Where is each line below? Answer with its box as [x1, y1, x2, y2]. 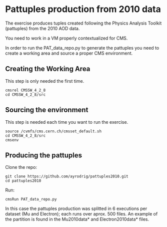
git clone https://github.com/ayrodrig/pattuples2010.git [5, 174, 128, 179]
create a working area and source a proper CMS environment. [5, 50, 133, 56]
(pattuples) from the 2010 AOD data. [5, 25, 80, 31]
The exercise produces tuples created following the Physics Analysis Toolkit [5, 20, 162, 26]
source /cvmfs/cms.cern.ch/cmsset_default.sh [5, 129, 101, 134]
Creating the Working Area [5, 65, 90, 73]
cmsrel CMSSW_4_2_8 [5, 88, 46, 93]
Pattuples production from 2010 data [5, 4, 161, 15]
